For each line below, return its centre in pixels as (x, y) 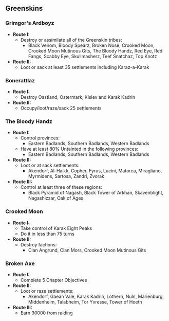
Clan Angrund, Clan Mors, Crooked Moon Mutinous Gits (87, 250)
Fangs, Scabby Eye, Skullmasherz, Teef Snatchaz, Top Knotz (92, 56)
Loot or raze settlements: (47, 291)
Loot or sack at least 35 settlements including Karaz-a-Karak (85, 67)
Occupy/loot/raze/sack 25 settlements (61, 108)
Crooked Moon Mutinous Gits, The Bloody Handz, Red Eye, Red (95, 50)
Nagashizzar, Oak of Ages (56, 198)
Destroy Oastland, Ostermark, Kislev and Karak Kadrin (78, 97)
